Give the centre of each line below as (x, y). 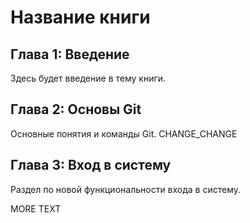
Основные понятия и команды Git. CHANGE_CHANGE (124, 133)
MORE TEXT (36, 208)
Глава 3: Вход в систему (91, 165)
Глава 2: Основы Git (76, 109)
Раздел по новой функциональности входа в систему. (126, 189)
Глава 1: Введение (70, 54)
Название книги (80, 17)
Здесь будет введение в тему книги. (88, 78)
